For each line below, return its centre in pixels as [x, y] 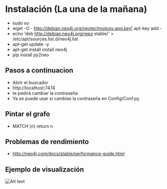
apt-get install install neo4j [40, 49]
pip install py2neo [31, 55]
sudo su [21, 23]
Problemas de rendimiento [47, 141]
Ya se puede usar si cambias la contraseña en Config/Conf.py [76, 98]
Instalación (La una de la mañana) [76, 9]
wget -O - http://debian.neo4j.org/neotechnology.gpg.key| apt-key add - [87, 28]
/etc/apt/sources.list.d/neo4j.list [45, 39]
